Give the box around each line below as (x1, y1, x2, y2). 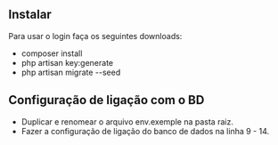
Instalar (8, 7, 53, 22)
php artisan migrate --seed (20, 67, 121, 77)
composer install (20, 48, 83, 59)
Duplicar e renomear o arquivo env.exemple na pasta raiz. (20, 116, 233, 127)
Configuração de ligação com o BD (8, 93, 205, 108)
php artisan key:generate (20, 57, 114, 68)
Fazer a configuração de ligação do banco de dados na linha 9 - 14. (20, 125, 270, 136)
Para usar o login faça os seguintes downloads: (8, 30, 183, 41)
